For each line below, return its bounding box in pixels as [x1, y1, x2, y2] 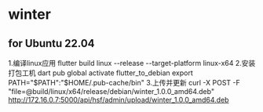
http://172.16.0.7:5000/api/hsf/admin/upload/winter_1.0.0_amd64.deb [8, 96, 229, 104]
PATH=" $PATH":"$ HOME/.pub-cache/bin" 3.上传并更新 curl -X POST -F [8, 78, 241, 87]
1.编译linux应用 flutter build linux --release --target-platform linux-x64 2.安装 [8, 59, 256, 67]
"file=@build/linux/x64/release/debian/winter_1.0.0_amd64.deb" [8, 87, 214, 96]
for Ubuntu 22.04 [8, 37, 96, 50]
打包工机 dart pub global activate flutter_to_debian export [8, 68, 194, 78]
